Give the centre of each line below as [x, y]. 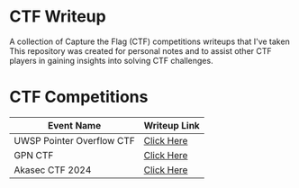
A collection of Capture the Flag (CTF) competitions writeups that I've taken [149, 41]
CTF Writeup [58, 17]
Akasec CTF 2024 [53, 170]
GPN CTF [34, 155]
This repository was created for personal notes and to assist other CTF [140, 50]
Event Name [75, 125]
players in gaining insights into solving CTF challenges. [111, 60]
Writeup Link [172, 125]
